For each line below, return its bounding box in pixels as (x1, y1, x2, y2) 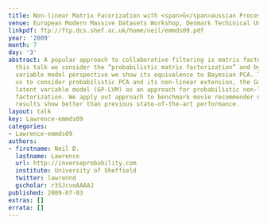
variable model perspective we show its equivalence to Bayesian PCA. (15, 71, 254, 79)
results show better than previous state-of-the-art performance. (15, 100, 240, 108)
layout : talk (8, 108, 52, 116)
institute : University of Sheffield (15, 167, 137, 175)
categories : (8, 122, 48, 130)
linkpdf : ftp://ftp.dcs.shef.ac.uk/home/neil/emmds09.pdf (8, 26, 204, 34)
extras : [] (8, 196, 44, 204)
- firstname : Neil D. (8, 145, 80, 153)
